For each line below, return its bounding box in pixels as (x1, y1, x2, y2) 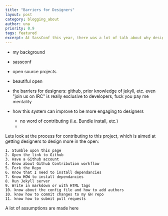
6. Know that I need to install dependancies (5, 170, 101, 175)
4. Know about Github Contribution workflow (5, 161, 99, 166)
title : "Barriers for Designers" (5, 7, 75, 13)
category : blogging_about (5, 17, 59, 22)
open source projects (12, 68, 56, 74)
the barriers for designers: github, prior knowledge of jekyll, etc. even (12, 88, 156, 94)
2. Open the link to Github (5, 152, 64, 157)
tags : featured (5, 31, 37, 36)
